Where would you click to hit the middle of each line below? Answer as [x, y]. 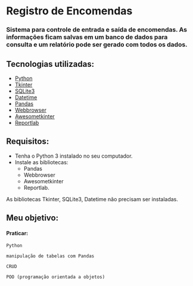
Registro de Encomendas [69, 11]
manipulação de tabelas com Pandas [50, 256]
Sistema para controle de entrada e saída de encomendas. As [97, 30]
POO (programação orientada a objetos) [56, 277]
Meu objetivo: [32, 218]
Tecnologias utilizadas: [50, 64]
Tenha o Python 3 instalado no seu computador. [74, 156]
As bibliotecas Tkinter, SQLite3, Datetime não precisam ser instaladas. [92, 199]
